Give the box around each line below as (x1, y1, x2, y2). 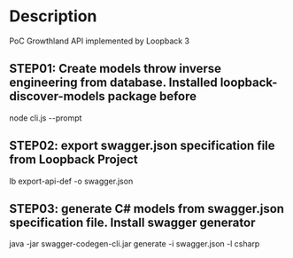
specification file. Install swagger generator (9, 215, 256, 230)
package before (107, 89, 197, 104)
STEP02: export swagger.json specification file (9, 138, 276, 153)
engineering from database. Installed (9, 75, 219, 90)
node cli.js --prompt (9, 113, 82, 123)
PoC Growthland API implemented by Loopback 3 (9, 35, 190, 46)
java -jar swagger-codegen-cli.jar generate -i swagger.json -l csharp (9, 238, 260, 249)
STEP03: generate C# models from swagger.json (9, 201, 285, 216)
